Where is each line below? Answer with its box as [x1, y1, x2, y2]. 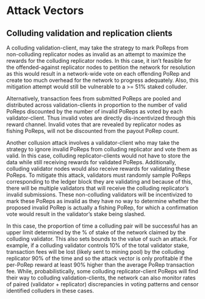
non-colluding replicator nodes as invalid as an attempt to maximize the [6, 51, 186, 58]
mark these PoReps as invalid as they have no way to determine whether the [6, 198, 199, 204]
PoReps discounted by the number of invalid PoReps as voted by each [6, 108, 183, 115]
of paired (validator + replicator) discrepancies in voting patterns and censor [6, 281, 199, 287]
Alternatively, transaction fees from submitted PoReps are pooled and [6, 95, 181, 102]
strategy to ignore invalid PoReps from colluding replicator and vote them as [6, 146, 198, 153]
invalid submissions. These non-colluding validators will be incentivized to [6, 191, 193, 198]
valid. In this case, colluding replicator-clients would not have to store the [6, 152, 190, 159]
